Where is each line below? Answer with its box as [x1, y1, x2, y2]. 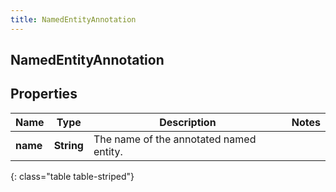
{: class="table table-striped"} [10, 170, 135, 182]
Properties [10, 86, 78, 103]
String [53, 138, 84, 152]
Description [159, 115, 217, 129]
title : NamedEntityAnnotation [10, 14, 137, 25]
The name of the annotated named [93, 132, 257, 146]
